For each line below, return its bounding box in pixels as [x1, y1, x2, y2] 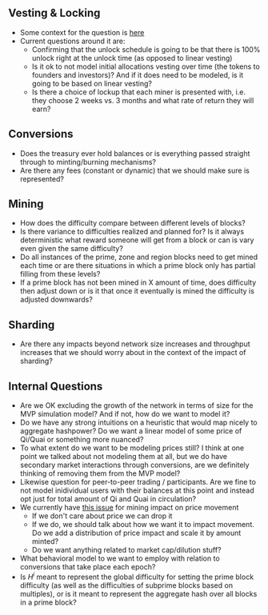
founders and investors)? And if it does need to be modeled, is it [31, 70, 244, 79]
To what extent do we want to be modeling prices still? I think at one [19, 443, 245, 453]
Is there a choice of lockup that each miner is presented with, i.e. [31, 87, 246, 97]
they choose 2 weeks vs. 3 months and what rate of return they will [31, 95, 254, 105]
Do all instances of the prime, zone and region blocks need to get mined [19, 252, 258, 262]
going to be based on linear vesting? [31, 78, 152, 88]
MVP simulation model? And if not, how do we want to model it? [19, 409, 230, 419]
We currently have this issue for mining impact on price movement [19, 503, 239, 513]
